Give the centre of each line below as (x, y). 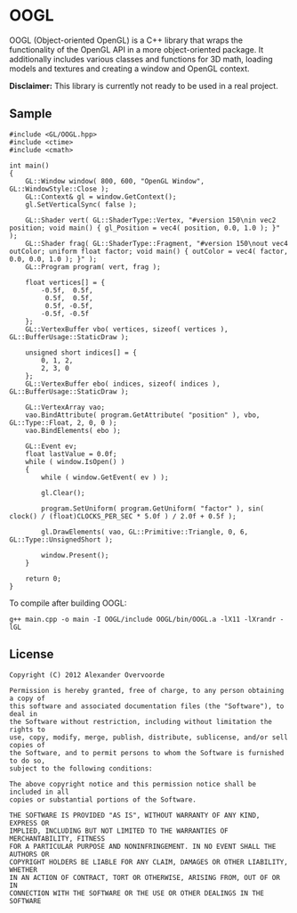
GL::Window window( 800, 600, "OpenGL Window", (115, 181)
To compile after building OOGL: (68, 603)
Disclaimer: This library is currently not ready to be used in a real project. (144, 86)
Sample (31, 114)
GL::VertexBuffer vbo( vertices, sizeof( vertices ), (127, 329)
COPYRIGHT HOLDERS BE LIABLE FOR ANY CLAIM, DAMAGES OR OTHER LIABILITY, (149, 862)
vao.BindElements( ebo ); (73, 430)
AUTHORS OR (29, 854)
